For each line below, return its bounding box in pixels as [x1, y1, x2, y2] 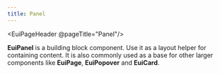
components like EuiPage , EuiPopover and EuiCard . [7, 58, 160, 67]
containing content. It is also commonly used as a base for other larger [7, 51, 214, 59]
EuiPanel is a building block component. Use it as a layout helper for [7, 43, 207, 51]
